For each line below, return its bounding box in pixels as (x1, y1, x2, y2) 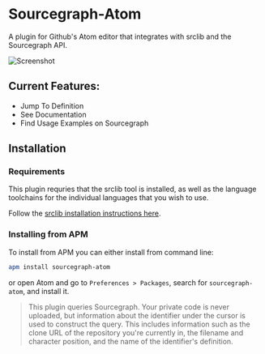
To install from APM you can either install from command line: (8, 247, 214, 257)
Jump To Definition (19, 100, 84, 110)
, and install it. (23, 286, 70, 296)
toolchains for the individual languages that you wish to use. (8, 193, 209, 203)
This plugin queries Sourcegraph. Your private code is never (28, 301, 229, 312)
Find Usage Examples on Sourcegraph (19, 118, 149, 128)
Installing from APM (8, 228, 88, 240)
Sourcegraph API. (8, 40, 67, 49)
